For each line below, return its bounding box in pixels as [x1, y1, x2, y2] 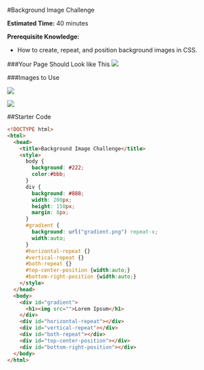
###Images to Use [7, 74, 60, 81]
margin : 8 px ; [32, 209, 69, 216]
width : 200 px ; [32, 196, 72, 203]
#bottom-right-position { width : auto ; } [25, 274, 137, 280]
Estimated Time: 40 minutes [7, 19, 89, 27]
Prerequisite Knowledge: [7, 32, 80, 41]
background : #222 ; [32, 165, 84, 172]
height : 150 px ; [32, 203, 76, 209]
